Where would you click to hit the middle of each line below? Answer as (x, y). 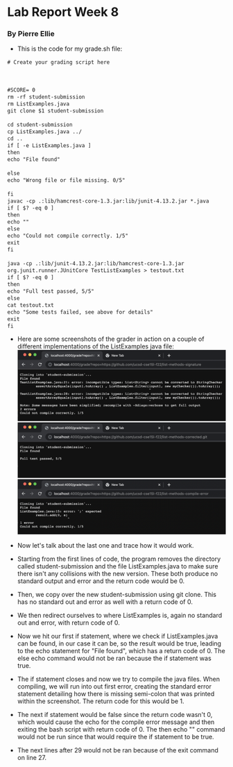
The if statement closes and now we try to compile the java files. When (119, 679)
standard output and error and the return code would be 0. (101, 581)
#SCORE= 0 (21, 90)
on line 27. (32, 758)
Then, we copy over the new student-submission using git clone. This (117, 595)
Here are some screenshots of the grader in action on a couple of (111, 339)
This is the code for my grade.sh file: (70, 49)
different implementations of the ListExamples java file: (96, 346)
